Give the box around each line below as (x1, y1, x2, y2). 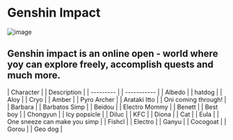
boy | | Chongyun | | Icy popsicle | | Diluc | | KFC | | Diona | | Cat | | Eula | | (7, 110, 219, 119)
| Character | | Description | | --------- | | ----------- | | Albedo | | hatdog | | (7, 88, 223, 96)
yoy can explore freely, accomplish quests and (7, 59, 214, 71)
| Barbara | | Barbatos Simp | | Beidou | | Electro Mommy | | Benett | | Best (7, 103, 218, 111)
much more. (7, 69, 61, 81)
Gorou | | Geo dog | (7, 125, 63, 133)
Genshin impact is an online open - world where (7, 48, 218, 60)
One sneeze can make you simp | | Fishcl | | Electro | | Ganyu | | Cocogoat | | (7, 117, 227, 125)
